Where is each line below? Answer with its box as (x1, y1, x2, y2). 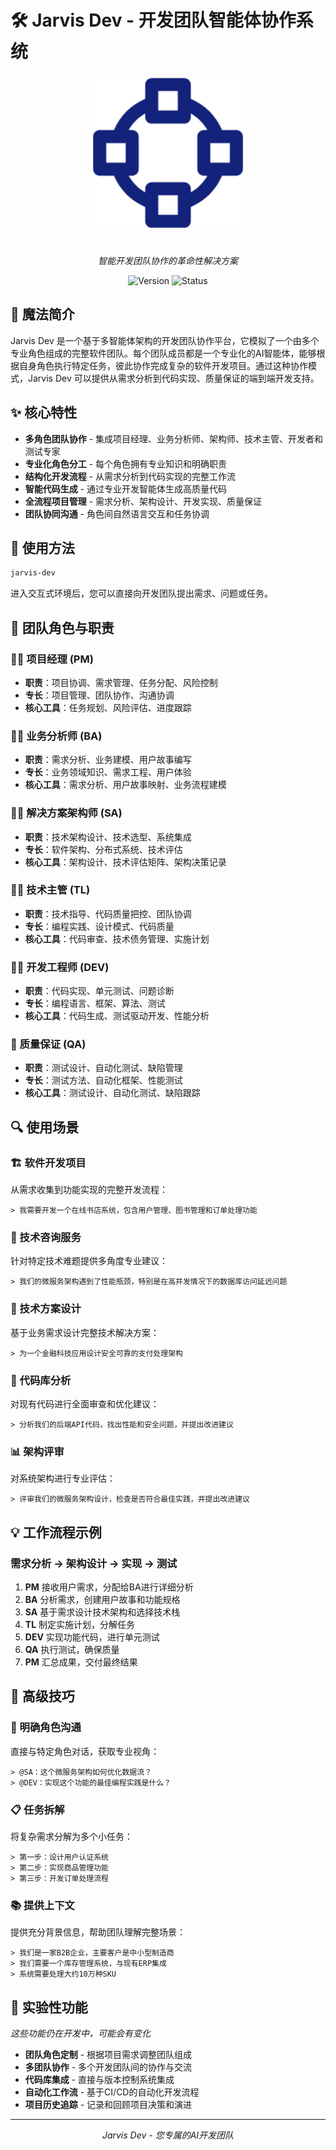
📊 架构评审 (10, 1444, 65, 1458)
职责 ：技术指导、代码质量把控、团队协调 (24, 907, 192, 920)
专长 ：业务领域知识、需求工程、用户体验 (24, 766, 192, 778)
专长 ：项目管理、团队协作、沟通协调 (24, 689, 175, 701)
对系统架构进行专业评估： (10, 1472, 116, 1485)
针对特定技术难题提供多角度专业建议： (10, 1255, 168, 1267)
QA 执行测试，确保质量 (24, 1643, 120, 1655)
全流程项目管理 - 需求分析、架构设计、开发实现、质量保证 (24, 495, 263, 507)
